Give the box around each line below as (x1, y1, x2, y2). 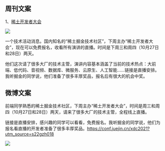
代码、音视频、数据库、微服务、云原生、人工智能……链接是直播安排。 (18, 67, 160, 73)
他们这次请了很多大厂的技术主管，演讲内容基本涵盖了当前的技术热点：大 (5, 61, 152, 67)
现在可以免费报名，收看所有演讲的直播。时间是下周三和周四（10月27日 (15, 44, 159, 50)
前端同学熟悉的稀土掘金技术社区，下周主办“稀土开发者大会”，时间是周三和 (5, 102, 156, 109)
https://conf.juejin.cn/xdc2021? (87, 126, 150, 131)
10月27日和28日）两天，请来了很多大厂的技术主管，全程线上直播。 (13, 109, 150, 115)
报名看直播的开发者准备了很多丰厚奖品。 (5, 126, 87, 131)
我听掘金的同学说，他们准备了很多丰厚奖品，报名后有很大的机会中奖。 (5, 73, 148, 79)
